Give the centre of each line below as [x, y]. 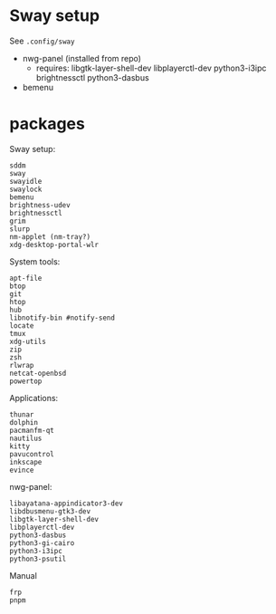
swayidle [26, 181]
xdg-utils [28, 341]
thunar [22, 414]
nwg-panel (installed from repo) [82, 58]
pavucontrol [32, 454]
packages [48, 124]
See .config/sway [42, 41]
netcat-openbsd [38, 373]
